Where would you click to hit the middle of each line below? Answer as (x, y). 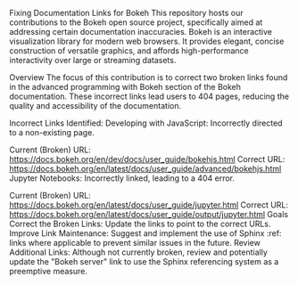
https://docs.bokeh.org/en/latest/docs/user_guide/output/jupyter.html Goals (149, 214)
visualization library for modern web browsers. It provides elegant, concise (147, 41)
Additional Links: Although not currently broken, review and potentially (138, 252)
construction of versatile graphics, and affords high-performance (129, 51)
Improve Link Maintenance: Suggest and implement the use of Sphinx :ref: (145, 233)
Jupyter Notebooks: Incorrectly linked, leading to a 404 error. (122, 178)
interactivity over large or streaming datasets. (93, 60)
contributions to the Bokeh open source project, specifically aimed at (136, 22)
